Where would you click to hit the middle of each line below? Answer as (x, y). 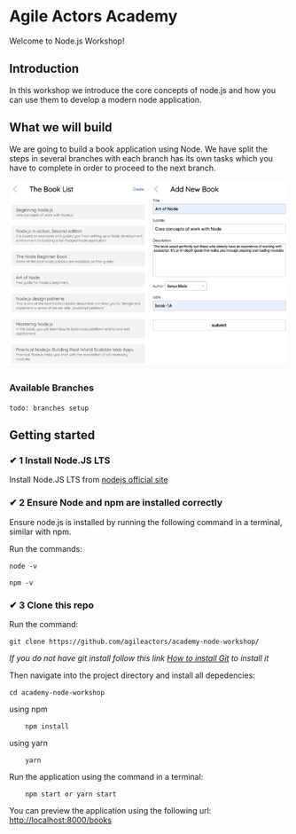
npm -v (21, 583)
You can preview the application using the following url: (110, 810)
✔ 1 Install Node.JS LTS (60, 460)
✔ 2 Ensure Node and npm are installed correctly (116, 503)
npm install (47, 726)
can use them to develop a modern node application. (105, 99)
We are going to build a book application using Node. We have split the (138, 149)
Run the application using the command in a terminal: (106, 776)
